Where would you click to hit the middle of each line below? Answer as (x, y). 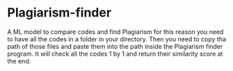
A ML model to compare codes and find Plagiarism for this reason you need (115, 32)
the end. (19, 61)
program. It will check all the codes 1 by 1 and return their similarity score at (115, 54)
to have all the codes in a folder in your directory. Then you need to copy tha (117, 39)
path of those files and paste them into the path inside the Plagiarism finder (115, 46)
